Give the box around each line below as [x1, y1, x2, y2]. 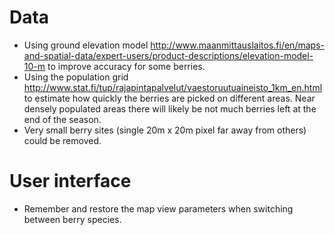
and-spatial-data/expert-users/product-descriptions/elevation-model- [23, 49, 314, 61]
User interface [9, 170, 132, 193]
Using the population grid [23, 71, 129, 83]
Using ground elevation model [23, 39, 149, 51]
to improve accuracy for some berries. [47, 60, 206, 72]
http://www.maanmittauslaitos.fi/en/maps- [150, 39, 325, 51]
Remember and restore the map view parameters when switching [23, 202, 294, 215]
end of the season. [23, 113, 102, 125]
